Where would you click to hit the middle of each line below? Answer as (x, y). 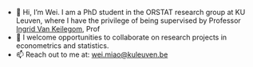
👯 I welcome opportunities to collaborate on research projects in (121, 37)
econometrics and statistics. (62, 46)
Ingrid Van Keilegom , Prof (58, 29)
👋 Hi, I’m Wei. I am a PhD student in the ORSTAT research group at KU (130, 12)
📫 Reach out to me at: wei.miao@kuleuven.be (92, 54)
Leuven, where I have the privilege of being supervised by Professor (128, 20)
